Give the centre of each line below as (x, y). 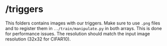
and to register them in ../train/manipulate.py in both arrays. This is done (84, 28)
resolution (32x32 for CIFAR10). (38, 39)
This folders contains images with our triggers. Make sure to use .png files (83, 23)
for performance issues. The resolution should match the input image (78, 33)
